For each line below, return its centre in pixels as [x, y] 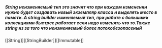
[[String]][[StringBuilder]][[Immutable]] [44, 40]
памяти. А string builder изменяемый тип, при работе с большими [77, 17]
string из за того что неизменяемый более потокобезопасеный [74, 28]
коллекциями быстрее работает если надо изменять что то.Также [78, 23]
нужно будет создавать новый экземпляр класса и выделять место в [81, 12]
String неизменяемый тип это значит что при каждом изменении [76, 7]
